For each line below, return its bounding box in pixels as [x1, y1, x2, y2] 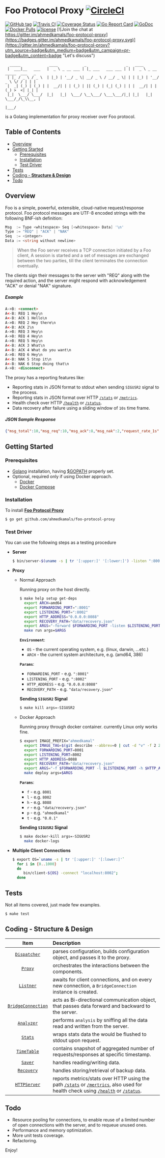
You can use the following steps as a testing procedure [5, 539, 116, 545]
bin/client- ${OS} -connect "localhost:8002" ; [23, 871, 118, 876]
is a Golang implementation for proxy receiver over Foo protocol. [5, 113, 136, 119]
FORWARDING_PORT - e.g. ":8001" [27, 671, 89, 677]
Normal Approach [19, 577, 55, 583]
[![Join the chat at [57, 26, 93, 32]
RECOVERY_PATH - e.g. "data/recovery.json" [27, 686, 113, 692]
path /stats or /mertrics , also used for [52, 1081, 142, 1088]
